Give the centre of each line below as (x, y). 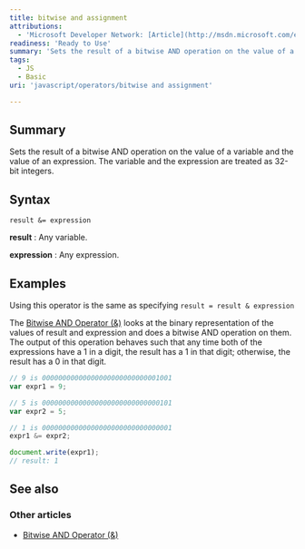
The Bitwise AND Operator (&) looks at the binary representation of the (142, 323)
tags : (20, 60)
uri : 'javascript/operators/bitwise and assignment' (111, 85)
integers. (38, 171)
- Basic (32, 77)
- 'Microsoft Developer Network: (81, 34)
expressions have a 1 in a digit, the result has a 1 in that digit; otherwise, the (150, 352)
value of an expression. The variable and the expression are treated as (141, 162)
